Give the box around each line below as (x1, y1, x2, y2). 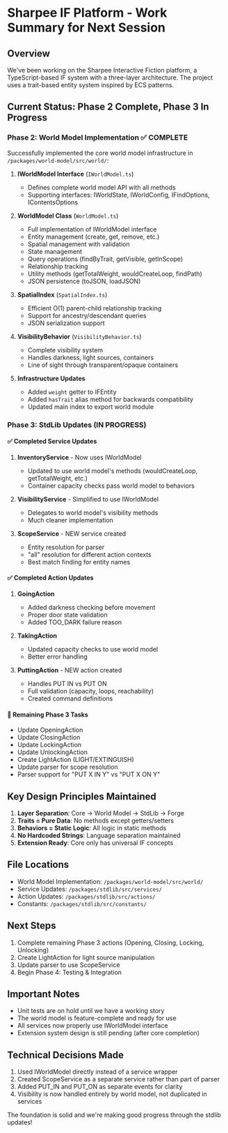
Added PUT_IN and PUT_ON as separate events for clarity (17, 1083, 183, 1091)
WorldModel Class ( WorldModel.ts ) (17, 211, 119, 220)
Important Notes (7, 989, 80, 1000)
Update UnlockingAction (17, 748, 88, 756)
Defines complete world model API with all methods (27, 183, 176, 191)
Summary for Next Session (7, 20, 165, 36)
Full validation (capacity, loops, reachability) (27, 687, 154, 696)
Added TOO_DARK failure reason (27, 618, 122, 626)
